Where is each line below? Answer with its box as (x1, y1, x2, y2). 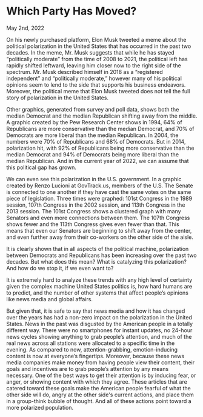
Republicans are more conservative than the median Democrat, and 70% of (6, 125, 195, 132)
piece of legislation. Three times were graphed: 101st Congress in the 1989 (6, 195, 193, 202)
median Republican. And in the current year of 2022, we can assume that (6, 157, 189, 164)
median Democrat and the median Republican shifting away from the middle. (6, 112, 198, 119)
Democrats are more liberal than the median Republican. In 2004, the (6, 132, 179, 139)
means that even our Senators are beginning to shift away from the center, (6, 227, 192, 234)
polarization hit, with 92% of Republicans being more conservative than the (6, 144, 195, 152)
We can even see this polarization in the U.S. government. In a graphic (6, 175, 182, 182)
